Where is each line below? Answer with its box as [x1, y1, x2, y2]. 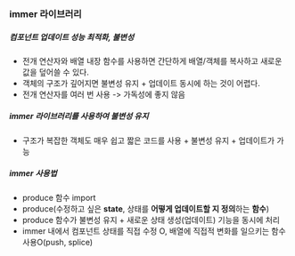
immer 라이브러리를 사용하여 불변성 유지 [9, 111, 149, 122]
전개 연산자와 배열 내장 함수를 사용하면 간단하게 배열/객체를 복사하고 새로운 [21, 55, 283, 66]
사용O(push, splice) [21, 236, 94, 247]
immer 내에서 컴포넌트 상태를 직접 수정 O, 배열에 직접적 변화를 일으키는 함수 [21, 225, 287, 236]
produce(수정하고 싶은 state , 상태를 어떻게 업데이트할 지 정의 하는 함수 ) [21, 203, 270, 214]
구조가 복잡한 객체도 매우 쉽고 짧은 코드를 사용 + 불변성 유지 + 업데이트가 [21, 135, 275, 146]
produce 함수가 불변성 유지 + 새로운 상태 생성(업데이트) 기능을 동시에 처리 [21, 214, 281, 225]
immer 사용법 [9, 168, 58, 179]
